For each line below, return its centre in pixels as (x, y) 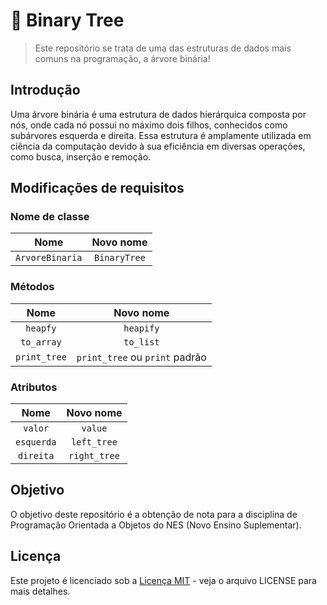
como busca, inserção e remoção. (81, 156)
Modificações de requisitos (97, 188)
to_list (141, 342)
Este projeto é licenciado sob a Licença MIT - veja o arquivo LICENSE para (163, 580)
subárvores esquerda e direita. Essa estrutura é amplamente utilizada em (161, 135)
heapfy (41, 328)
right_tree (94, 456)
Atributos (34, 387)
